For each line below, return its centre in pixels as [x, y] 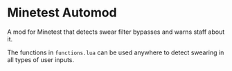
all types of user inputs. [41, 59]
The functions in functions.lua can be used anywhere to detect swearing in [116, 52]
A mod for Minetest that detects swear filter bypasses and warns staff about [116, 32]
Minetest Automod [62, 13]
